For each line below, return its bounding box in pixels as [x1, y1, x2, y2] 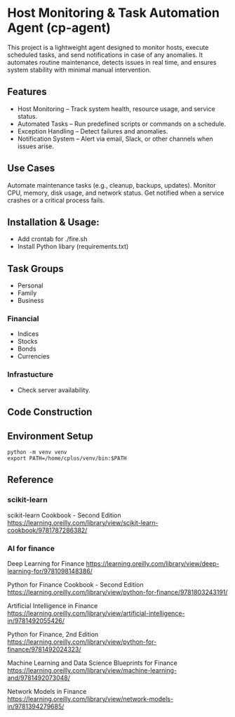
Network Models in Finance [7, 687, 87, 695]
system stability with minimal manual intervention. [7, 65, 152, 74]
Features [7, 86, 47, 98]
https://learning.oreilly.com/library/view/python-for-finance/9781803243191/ [7, 588, 228, 596]
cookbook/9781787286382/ [7, 526, 88, 534]
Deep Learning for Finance [7, 559, 85, 567]
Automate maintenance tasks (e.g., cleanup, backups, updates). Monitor [7, 181, 216, 189]
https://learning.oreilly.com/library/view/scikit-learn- [7, 518, 159, 527]
